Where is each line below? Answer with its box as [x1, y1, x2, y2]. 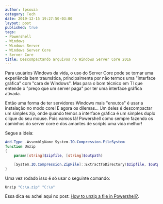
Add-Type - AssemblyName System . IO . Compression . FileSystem [5, 139, 125, 145]
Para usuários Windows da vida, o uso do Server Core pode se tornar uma [5, 70, 154, 76]
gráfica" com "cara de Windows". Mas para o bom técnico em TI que [5, 81, 143, 86]
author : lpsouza [5, 7, 38, 12]
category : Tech [5, 12, 36, 17]
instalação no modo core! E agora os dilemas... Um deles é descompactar [5, 105, 153, 111]
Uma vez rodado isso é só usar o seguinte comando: [5, 175, 111, 181]
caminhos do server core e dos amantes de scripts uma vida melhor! [5, 121, 142, 127]
